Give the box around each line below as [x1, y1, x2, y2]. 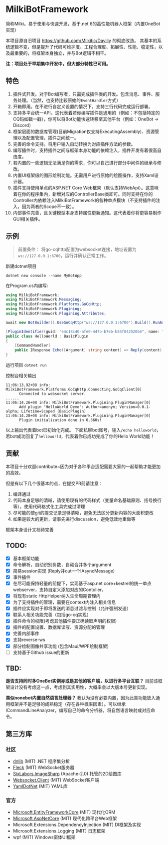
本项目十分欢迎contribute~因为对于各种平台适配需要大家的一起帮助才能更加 [5, 463, 161, 469]
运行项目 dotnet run [5, 362, 47, 368]
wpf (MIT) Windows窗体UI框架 [12, 834, 76, 840]
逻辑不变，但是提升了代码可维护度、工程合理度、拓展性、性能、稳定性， [9, 43, 159, 49]
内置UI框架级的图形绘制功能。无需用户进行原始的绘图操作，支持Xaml [12, 172, 155, 178]
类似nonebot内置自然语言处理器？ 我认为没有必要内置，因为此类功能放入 [5, 695, 156, 701]
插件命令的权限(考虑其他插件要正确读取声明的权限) [12, 618, 117, 624]
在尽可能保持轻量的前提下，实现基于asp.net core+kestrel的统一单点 [12, 580, 152, 586]
